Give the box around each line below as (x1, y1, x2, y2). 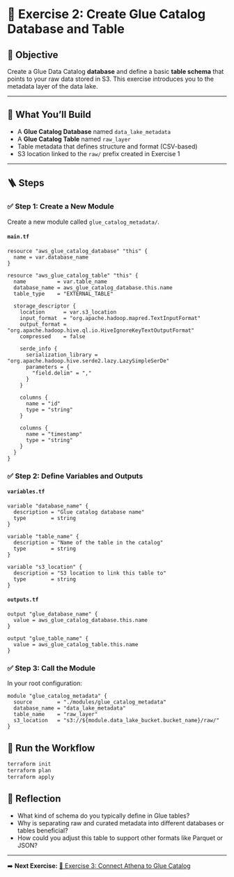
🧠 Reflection (7, 793, 61, 804)
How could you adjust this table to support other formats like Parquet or (17, 833, 224, 842)
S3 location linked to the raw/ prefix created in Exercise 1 (17, 149, 180, 158)
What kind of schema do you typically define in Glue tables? (17, 811, 190, 820)
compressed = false (19, 333, 86, 340)
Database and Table (7, 21, 125, 37)
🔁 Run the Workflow (7, 742, 95, 754)
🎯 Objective (7, 49, 58, 61)
